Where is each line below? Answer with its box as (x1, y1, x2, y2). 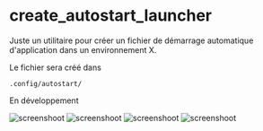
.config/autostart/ (9, 79, 83, 88)
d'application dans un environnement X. (9, 44, 157, 55)
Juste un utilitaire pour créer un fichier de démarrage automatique (9, 35, 254, 46)
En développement (9, 95, 79, 106)
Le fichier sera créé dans (9, 62, 101, 73)
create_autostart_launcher (9, 5, 213, 26)
